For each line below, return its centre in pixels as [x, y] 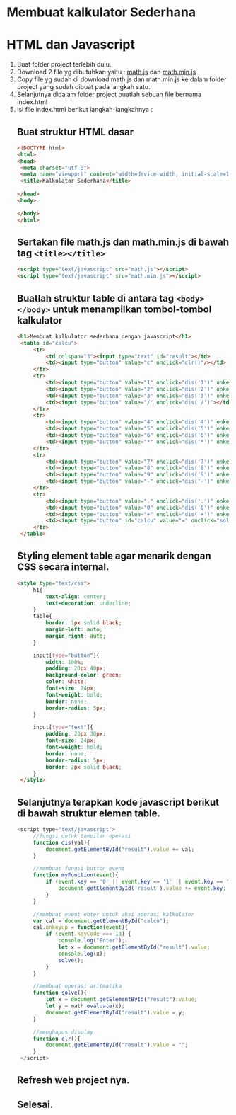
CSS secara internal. [63, 567]
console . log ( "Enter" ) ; [92, 941]
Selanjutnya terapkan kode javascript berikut [118, 802]
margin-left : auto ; [74, 629]
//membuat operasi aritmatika [77, 986]
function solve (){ [60, 993]
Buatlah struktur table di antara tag [95, 298]
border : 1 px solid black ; [84, 623]
